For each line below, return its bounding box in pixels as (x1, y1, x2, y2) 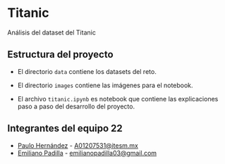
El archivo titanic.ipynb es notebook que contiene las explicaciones (17, 94, 219, 103)
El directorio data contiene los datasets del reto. (17, 67, 157, 75)
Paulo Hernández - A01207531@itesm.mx (17, 141, 139, 149)
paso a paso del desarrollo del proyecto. (17, 102, 135, 111)
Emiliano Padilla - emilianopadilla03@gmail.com (17, 149, 157, 157)
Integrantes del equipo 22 (7, 122, 123, 134)
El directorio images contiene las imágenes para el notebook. (17, 81, 193, 89)
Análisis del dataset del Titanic (7, 28, 97, 37)
